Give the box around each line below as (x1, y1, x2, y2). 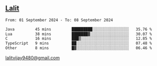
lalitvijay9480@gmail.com (5, 55, 60, 61)
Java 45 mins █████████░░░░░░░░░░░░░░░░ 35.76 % (5, 26, 152, 32)
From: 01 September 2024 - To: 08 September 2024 (5, 17, 114, 22)
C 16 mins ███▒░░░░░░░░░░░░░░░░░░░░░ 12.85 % (5, 36, 152, 41)
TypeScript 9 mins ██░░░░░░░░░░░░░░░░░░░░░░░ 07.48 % (5, 41, 152, 46)
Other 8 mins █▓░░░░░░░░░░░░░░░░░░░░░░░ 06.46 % (5, 46, 152, 51)
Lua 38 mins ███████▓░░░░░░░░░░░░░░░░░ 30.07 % (5, 31, 152, 37)
